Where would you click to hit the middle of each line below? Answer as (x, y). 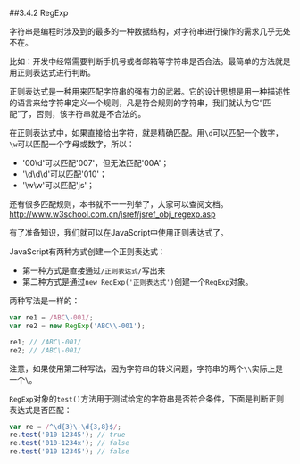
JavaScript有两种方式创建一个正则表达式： (88, 252)
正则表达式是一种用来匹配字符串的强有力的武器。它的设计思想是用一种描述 (146, 91)
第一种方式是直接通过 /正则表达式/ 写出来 (94, 270)
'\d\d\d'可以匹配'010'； (64, 174)
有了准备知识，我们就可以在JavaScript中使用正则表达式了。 (119, 232)
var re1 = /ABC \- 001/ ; (51, 318)
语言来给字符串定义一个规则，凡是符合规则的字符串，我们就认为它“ (140, 103)
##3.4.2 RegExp (39, 13)
